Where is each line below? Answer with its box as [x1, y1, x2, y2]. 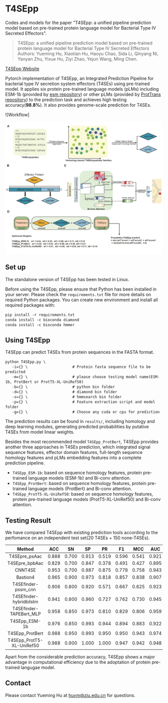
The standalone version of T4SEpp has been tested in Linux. [5, 276, 129, 282]
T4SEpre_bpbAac [7, 560, 43, 566]
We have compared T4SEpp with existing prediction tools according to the [5, 530, 158, 536]
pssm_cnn [14, 586, 36, 592]
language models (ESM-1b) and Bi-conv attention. [28, 475, 131, 481]
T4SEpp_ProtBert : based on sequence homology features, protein [12, 481, 146, 487]
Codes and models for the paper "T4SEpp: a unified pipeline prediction [5, 20, 151, 26]
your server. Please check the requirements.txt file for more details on [5, 291, 151, 297]
